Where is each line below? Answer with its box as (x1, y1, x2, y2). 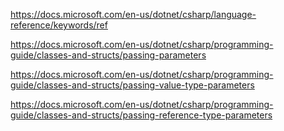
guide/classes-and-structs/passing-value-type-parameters (10, 79, 255, 91)
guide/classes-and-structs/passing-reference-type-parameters (10, 109, 273, 121)
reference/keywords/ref (10, 19, 108, 31)
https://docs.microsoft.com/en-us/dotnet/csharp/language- (10, 9, 257, 20)
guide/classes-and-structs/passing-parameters (10, 49, 207, 61)
